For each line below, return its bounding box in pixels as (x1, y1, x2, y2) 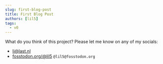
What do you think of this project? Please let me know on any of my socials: (5, 39, 158, 44)
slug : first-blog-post (5, 7, 52, 12)
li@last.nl (12, 48, 31, 54)
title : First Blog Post (5, 12, 54, 17)
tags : (5, 21, 16, 26)
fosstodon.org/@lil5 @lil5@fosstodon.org (12, 53, 95, 59)
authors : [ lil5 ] (5, 16, 38, 21)
